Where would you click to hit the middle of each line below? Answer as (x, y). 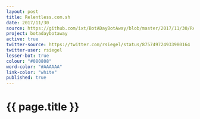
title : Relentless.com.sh (38, 17)
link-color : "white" (32, 72)
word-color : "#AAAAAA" (34, 67)
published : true (26, 78)
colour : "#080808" (29, 61)
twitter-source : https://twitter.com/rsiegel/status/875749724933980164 (98, 45)
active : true (22, 39)
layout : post (22, 12)
